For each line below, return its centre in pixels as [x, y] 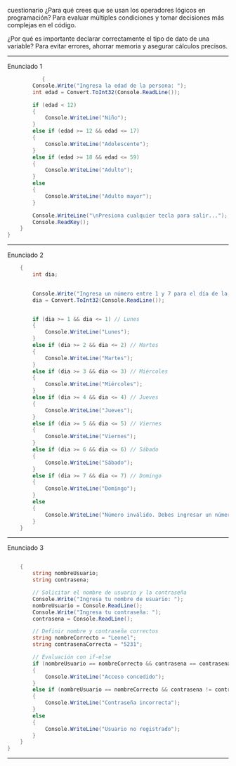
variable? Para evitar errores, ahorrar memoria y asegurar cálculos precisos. [118, 46]
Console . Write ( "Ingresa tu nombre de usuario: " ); [108, 599]
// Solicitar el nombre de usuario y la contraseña [110, 593]
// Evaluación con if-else [72, 657]
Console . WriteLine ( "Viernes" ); [91, 437]
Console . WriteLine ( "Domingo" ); [91, 489]
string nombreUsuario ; [66, 574]
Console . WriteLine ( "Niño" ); [86, 118]
